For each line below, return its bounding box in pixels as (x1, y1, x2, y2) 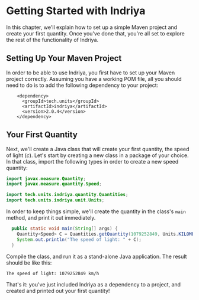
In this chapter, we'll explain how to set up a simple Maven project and (6, 24, 178, 31)
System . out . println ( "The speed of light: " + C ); (17, 236, 142, 243)
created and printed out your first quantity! (6, 287, 110, 294)
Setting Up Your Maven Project (6, 53, 122, 63)
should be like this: (6, 259, 52, 266)
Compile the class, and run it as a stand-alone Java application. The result (6, 253, 187, 260)
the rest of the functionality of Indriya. (6, 36, 99, 43)
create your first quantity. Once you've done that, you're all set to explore (6, 30, 185, 37)
